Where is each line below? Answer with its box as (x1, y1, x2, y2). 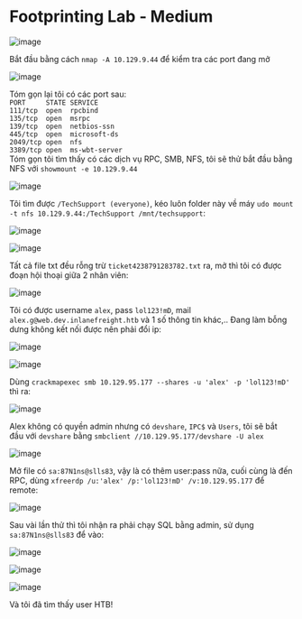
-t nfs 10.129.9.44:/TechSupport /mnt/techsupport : (9, 208, 206, 218)
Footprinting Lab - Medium (9, 6, 214, 27)
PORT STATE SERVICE (9, 97, 99, 107)
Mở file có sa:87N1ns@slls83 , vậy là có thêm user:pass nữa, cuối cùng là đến (9, 465, 293, 476)
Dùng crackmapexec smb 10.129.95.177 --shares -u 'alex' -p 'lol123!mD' (9, 376, 290, 387)
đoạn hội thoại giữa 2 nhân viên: (9, 269, 129, 281)
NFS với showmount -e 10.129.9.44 (9, 162, 138, 173)
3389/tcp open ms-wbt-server (9, 145, 124, 154)
